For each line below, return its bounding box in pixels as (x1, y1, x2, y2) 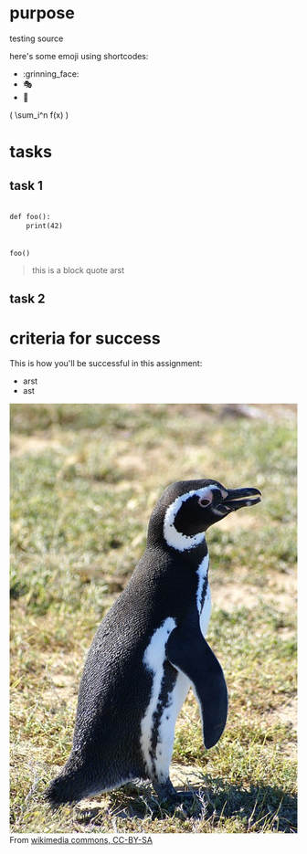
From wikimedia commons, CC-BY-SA (9, 835, 153, 846)
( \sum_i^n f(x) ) (9, 109, 69, 121)
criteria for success (9, 328, 162, 349)
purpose (9, 3, 75, 24)
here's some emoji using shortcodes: (9, 50, 149, 61)
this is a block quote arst (31, 264, 125, 276)
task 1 (9, 177, 43, 194)
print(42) (26, 221, 64, 230)
